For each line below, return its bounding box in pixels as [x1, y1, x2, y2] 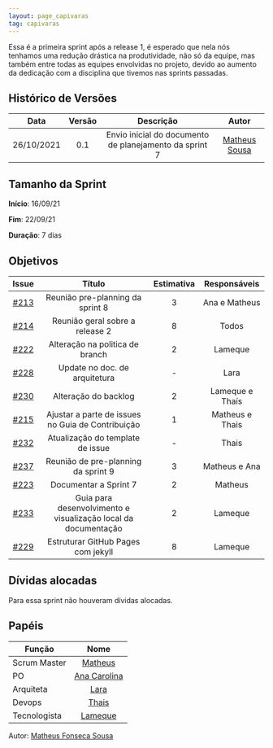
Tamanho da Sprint [8, 177, 107, 191]
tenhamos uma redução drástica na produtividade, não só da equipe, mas [8, 50, 256, 60]
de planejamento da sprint [107, 139, 208, 151]
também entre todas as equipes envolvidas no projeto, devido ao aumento [8, 59, 258, 69]
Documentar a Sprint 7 [50, 479, 137, 490]
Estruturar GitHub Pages [47, 536, 141, 547]
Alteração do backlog [52, 390, 135, 401]
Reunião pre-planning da [45, 291, 142, 303]
